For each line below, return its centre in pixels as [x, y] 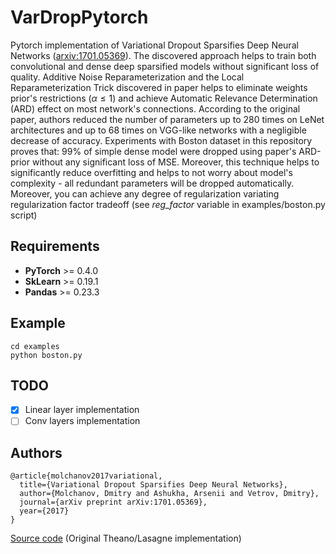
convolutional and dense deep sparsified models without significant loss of [165, 66]
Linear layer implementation [82, 410]
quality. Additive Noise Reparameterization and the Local [127, 77]
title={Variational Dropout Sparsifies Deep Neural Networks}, [153, 485]
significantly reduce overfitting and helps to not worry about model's [151, 172]
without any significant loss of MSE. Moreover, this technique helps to [175, 162]
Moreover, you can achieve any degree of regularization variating [145, 193]
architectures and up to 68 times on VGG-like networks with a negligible [158, 130]
